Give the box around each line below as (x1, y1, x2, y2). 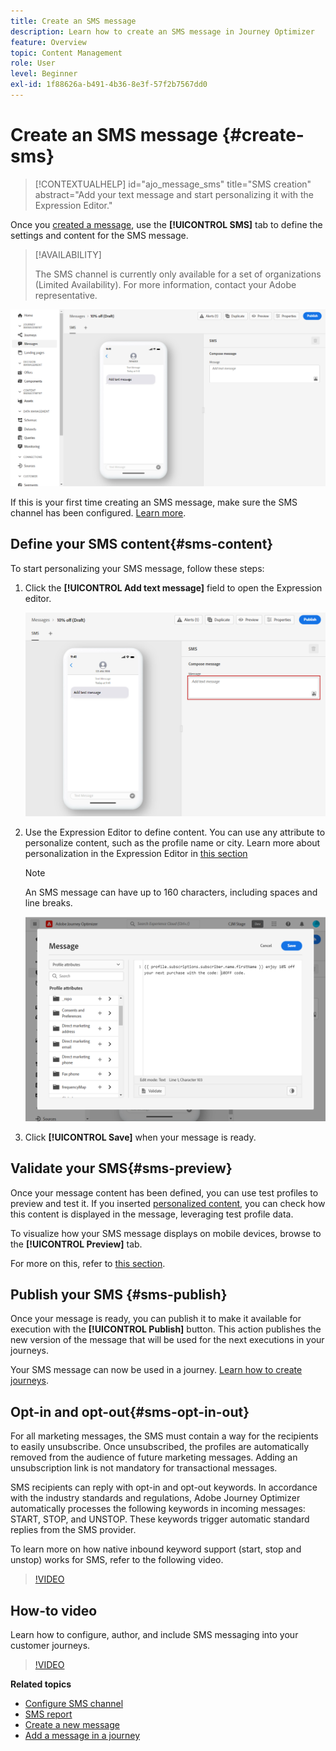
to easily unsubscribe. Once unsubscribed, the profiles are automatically (10, 1441, 310, 1453)
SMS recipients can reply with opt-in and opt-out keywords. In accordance (10, 1481, 318, 1494)
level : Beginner (10, 69, 78, 79)
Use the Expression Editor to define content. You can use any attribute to (24, 826, 326, 839)
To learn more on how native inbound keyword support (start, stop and (10, 1543, 302, 1555)
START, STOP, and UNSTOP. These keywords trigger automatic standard (10, 1513, 310, 1525)
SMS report (24, 1708, 73, 1720)
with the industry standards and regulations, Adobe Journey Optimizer (10, 1492, 301, 1504)
